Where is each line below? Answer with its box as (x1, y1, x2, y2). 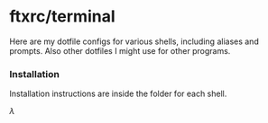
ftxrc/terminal (9, 6, 116, 27)
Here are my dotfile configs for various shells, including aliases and (9, 36, 259, 47)
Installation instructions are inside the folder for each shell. (9, 88, 227, 100)
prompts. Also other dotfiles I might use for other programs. (9, 45, 231, 56)
